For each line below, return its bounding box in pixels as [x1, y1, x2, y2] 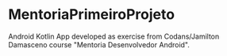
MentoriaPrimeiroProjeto [8, 6, 175, 24]
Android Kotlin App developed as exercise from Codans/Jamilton [8, 32, 220, 41]
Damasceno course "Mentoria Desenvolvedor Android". [8, 39, 190, 49]
